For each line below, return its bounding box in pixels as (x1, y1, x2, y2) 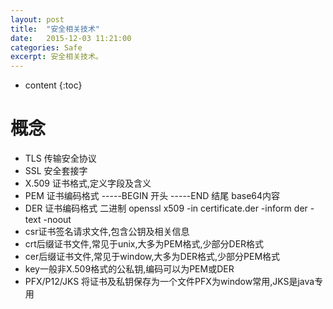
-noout (43, 214, 72, 226)
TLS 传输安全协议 (24, 152, 97, 165)
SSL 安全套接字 (24, 165, 88, 177)
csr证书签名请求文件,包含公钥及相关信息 (24, 226, 190, 238)
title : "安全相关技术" (10, 24, 100, 34)
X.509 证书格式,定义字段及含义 (24, 177, 152, 190)
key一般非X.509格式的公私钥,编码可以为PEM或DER (24, 263, 235, 275)
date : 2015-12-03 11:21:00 (10, 33, 132, 43)
